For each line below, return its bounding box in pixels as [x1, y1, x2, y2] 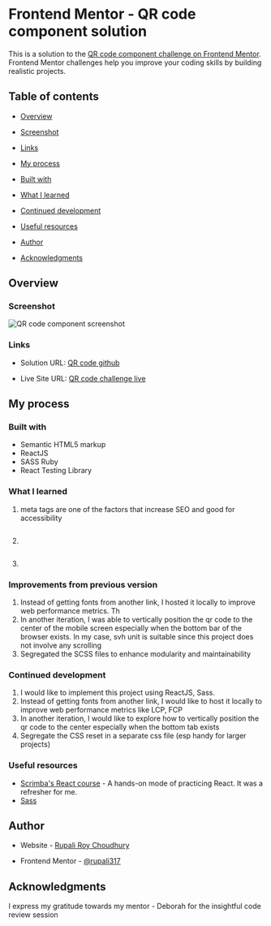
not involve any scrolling [19, 640, 102, 650]
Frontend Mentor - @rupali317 [19, 856, 121, 866]
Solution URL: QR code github [19, 358, 120, 368]
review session [8, 910, 58, 920]
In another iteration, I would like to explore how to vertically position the [19, 713, 260, 723]
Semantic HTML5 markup [19, 440, 106, 450]
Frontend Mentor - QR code [8, 5, 196, 24]
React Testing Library [19, 466, 92, 476]
